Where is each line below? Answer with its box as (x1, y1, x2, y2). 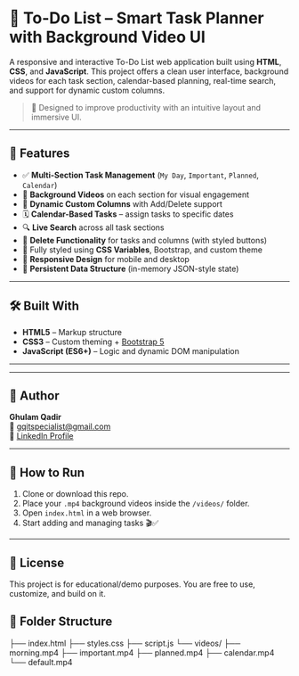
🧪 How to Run (9, 465, 85, 480)
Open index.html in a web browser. (21, 507, 152, 518)
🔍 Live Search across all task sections (21, 222, 165, 233)
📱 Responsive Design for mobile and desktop (21, 253, 190, 264)
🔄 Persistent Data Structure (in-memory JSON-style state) (21, 263, 239, 274)
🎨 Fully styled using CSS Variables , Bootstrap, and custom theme (21, 244, 263, 255)
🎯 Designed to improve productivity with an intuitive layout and (30, 102, 261, 112)
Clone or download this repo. (21, 489, 129, 499)
